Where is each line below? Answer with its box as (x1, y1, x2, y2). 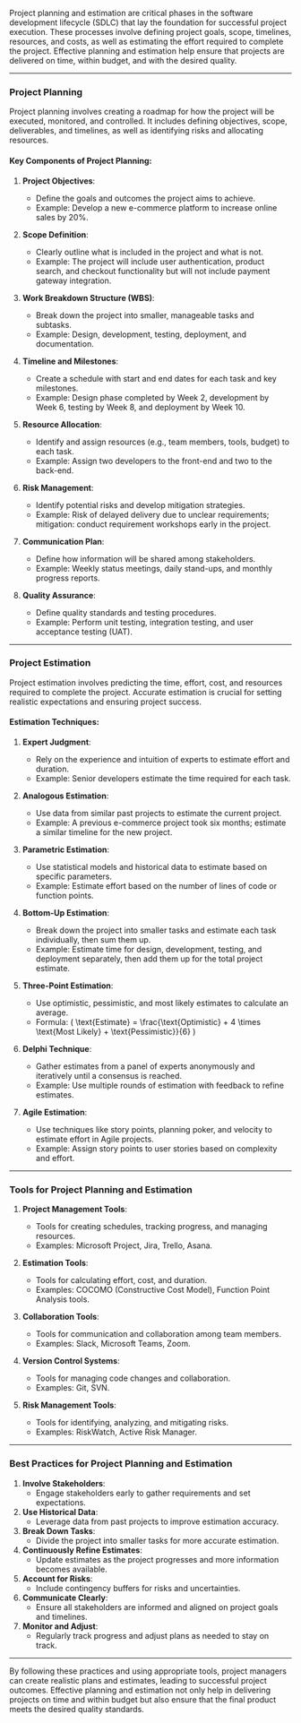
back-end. (35, 465, 74, 476)
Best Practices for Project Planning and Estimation (9, 1458, 233, 1470)
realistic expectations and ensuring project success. (9, 696, 202, 707)
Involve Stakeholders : (21, 1477, 106, 1488)
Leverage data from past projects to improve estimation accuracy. (35, 1516, 279, 1527)
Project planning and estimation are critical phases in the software (9, 8, 254, 18)
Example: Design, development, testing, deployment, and (35, 329, 247, 340)
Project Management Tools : (21, 1204, 128, 1215)
